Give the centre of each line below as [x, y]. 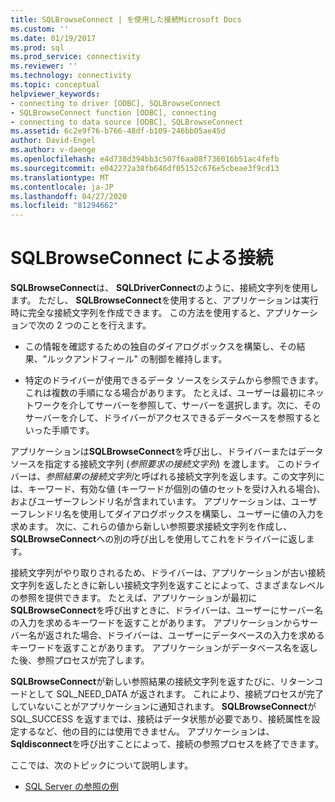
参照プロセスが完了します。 [93, 660]
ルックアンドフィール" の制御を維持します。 [137, 359]
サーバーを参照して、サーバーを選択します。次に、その [208, 405]
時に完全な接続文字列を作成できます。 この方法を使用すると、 [138, 313]
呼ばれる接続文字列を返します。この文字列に [233, 477]
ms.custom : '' [40, 29]
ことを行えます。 [116, 325]
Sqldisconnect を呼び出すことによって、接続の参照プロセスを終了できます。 [167, 744]
